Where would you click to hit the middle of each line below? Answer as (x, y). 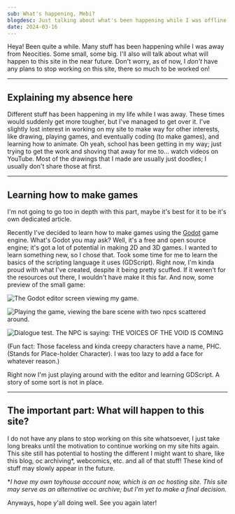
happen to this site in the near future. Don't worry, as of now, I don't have (113, 62)
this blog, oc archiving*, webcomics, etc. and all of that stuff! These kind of (115, 461)
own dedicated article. (40, 219)
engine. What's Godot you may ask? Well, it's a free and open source (107, 240)
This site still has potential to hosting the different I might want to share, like (116, 453)
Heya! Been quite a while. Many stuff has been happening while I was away (116, 47)
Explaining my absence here (70, 98)
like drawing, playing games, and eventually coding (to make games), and (113, 136)
